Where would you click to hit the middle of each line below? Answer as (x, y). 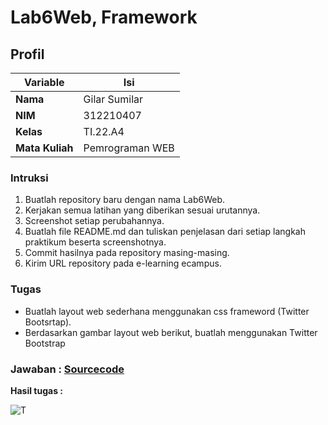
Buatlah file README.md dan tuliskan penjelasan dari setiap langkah (165, 232)
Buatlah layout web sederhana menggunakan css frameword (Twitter (167, 311)
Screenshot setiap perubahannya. (94, 221)
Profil (27, 54)
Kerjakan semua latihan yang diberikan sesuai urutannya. (142, 210)
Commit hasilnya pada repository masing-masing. (127, 253)
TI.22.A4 (104, 131)
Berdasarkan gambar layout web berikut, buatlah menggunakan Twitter (171, 332)
